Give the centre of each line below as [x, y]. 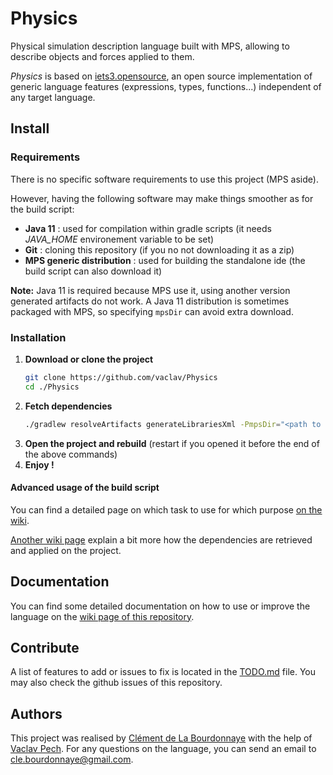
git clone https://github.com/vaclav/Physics [121, 377]
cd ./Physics [52, 387]
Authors [36, 713]
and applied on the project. [66, 550]
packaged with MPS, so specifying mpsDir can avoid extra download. [152, 311]
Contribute [45, 647]
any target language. [53, 97]
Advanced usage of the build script [85, 488]
